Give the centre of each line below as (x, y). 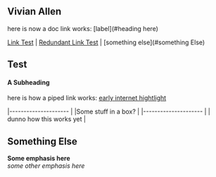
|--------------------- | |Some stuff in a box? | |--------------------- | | (109, 111)
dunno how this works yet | (47, 119)
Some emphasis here (39, 159)
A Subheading (28, 82)
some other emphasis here (46, 166)
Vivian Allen (34, 12)
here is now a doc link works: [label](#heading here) (83, 28)
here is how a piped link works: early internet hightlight (87, 98)
